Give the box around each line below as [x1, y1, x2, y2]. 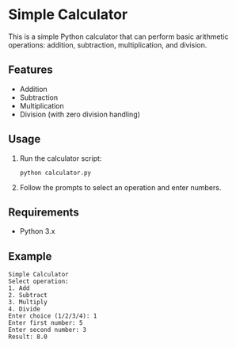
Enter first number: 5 [8, 319, 83, 327]
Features [8, 63, 53, 77]
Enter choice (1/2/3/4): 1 [8, 312, 97, 320]
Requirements [8, 205, 79, 219]
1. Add [8, 284, 30, 292]
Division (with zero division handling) [19, 109, 141, 119]
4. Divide [8, 305, 41, 314]
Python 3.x [19, 227, 55, 236]
